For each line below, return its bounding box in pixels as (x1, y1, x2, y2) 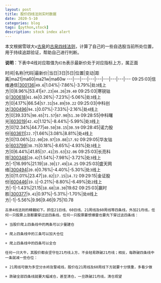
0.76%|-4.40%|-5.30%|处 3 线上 (38, 167, 101, 172)
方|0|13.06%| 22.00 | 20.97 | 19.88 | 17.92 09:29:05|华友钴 (5, 136, 113, 142)
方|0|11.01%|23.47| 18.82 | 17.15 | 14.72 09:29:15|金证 (5, 173, 106, 179)
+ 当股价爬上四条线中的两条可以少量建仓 (5, 222, 75, 227)
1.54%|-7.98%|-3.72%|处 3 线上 (40, 155, 101, 160)
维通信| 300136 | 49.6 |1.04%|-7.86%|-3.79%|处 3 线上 (5, 82, 107, 88)
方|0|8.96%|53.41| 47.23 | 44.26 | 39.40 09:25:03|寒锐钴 (5, 88, 111, 94)
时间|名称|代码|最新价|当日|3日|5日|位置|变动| (5, 70, 96, 75)
